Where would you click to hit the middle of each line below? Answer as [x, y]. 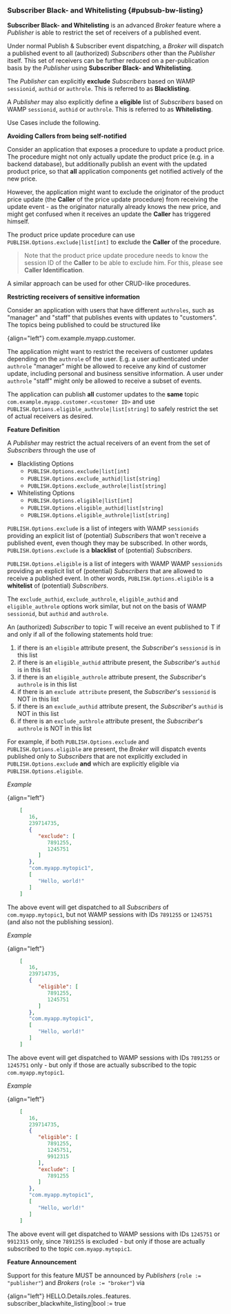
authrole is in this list [47, 684]
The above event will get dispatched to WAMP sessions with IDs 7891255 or [114, 1057]
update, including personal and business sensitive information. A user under [115, 374]
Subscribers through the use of [51, 450]
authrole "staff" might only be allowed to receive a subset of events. [104, 381]
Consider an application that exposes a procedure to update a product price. [116, 150]
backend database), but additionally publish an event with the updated [107, 164]
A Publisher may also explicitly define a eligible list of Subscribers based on [115, 102]
